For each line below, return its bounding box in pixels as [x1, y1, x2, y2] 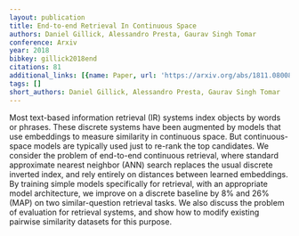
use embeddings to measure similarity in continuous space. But [9, 131, 242, 142]
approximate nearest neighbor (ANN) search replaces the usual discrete [9, 159, 273, 170]
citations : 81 [9, 63, 62, 72]
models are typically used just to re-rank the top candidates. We [34, 140, 270, 151]
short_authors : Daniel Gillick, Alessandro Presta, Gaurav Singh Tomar [9, 87, 280, 96]
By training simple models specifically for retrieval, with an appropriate [9, 178, 269, 189]
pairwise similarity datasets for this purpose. [9, 216, 172, 227]
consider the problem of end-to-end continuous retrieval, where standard [9, 150, 279, 160]
